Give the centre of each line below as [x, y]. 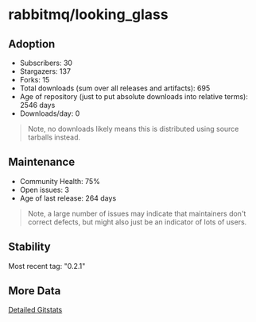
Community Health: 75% [60, 181]
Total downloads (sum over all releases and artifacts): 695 [115, 88]
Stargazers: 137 [45, 71]
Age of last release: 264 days [68, 198]
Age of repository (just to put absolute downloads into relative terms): [134, 96]
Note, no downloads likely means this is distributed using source [133, 129]
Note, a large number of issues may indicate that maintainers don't [137, 213]
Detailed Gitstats [35, 310]
